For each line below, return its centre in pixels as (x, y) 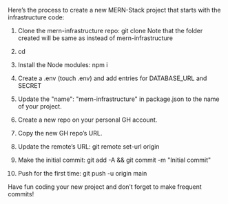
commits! (21, 194)
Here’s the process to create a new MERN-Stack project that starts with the (114, 10)
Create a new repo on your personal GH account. (87, 120)
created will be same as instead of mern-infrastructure (95, 38)
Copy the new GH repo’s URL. (60, 133)
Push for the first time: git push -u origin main (82, 173)
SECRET (30, 85)
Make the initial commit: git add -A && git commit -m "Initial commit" (114, 160)
